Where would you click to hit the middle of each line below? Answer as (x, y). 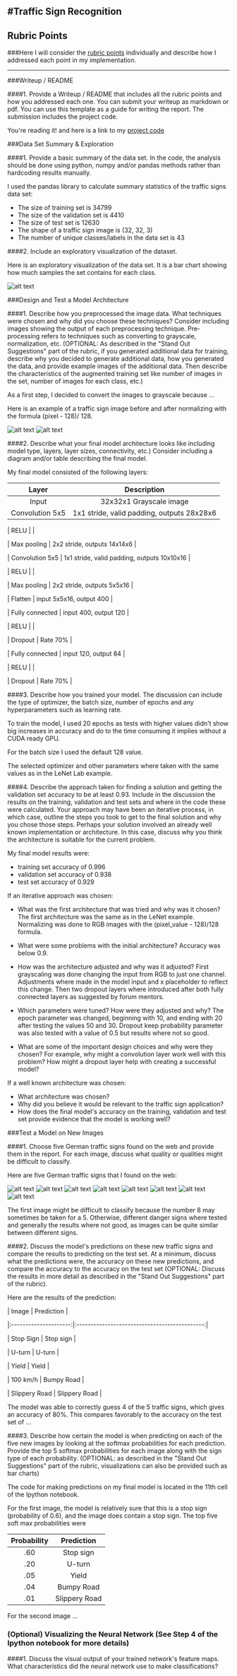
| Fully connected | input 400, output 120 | (68, 613)
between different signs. (43, 1233)
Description (145, 490)
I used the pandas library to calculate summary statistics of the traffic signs (117, 187)
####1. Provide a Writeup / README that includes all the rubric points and (115, 94)
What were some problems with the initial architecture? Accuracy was (119, 945)
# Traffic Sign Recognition (65, 12)
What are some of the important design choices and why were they (115, 1047)
